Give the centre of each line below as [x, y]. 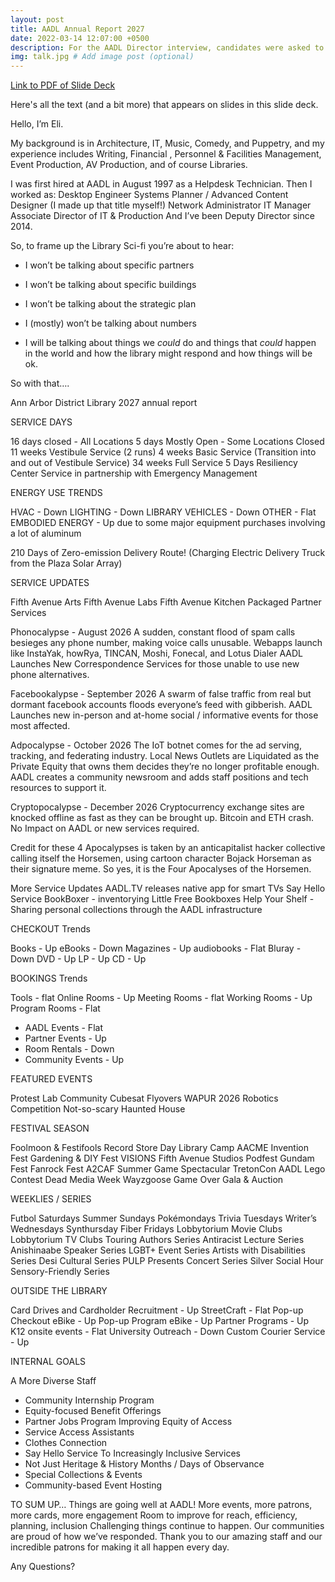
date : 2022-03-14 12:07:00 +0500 [80, 38]
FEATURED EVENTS [51, 1079]
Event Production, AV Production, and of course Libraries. [129, 165]
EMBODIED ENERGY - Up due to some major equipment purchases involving [168, 523]
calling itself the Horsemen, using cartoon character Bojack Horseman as [161, 858]
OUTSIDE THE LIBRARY [59, 1291]
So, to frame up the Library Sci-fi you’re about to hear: [122, 246]
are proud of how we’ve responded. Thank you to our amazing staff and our [166, 1537]
